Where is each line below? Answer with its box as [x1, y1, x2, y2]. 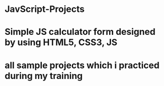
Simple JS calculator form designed [4, 26, 156, 38]
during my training [4, 70, 83, 82]
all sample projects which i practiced [4, 60, 160, 71]
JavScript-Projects [4, 3, 85, 15]
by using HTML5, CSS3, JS [4, 37, 118, 48]
